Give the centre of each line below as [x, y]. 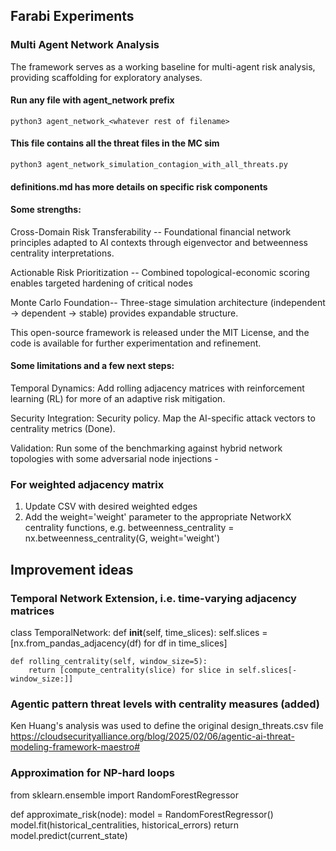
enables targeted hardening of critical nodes [101, 283]
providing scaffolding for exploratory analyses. [106, 77]
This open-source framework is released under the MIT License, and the [160, 332]
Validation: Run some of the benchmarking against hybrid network [146, 448]
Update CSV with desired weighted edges [111, 506]
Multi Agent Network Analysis [85, 45]
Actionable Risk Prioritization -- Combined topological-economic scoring [160, 272]
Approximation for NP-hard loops [92, 773]
